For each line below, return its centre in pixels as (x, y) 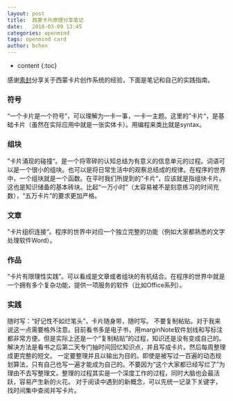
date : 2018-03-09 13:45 (44, 26)
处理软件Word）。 (32, 240)
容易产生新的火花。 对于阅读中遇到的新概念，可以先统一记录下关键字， (120, 382)
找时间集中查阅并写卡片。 (44, 391)
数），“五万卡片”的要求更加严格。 (54, 196)
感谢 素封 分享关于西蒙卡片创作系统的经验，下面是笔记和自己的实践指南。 (110, 80)
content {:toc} (37, 66)
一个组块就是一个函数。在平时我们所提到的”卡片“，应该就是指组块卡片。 (122, 178)
